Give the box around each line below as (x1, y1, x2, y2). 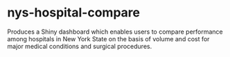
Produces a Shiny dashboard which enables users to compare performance (7, 27, 223, 36)
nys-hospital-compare (7, 5, 141, 21)
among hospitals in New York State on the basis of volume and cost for (7, 34, 210, 43)
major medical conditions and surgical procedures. (7, 42, 152, 50)
